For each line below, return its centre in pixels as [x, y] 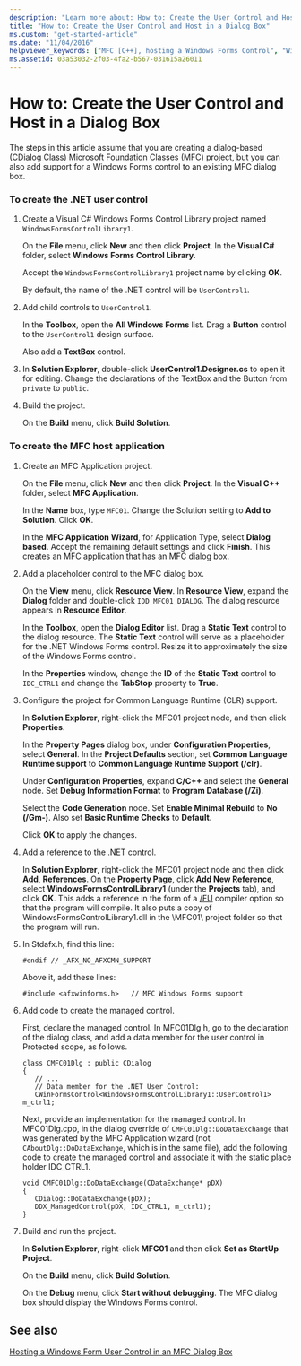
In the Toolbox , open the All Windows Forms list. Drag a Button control [154, 325]
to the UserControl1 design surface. [88, 335]
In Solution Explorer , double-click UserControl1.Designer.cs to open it [153, 370]
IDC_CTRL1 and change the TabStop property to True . [120, 683]
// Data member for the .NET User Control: [117, 1086]
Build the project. [54, 405]
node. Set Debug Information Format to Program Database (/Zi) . [143, 790]
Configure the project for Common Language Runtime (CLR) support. [150, 700]
